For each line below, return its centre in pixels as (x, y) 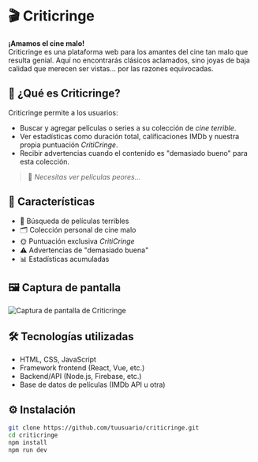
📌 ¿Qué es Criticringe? (64, 94)
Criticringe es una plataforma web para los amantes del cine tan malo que (128, 51)
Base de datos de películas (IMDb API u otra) (92, 384)
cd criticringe (33, 435)
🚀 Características (52, 202)
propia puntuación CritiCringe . (69, 145)
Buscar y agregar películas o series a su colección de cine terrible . (128, 127)
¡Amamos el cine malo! (47, 43)
